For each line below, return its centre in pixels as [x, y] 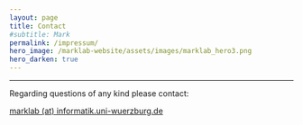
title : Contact [38, 26]
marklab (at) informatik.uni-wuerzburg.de [87, 111]
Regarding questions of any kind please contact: [99, 94]
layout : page [34, 18]
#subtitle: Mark [40, 34]
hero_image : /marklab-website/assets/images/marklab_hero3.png [131, 51]
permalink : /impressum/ [54, 43]
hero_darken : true [44, 59]
